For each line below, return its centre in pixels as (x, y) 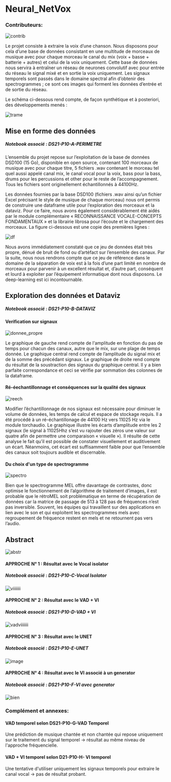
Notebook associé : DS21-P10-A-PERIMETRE (54, 144)
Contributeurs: (24, 25)
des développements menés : (36, 105)
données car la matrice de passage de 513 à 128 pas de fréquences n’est (82, 502)
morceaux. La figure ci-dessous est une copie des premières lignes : (77, 227)
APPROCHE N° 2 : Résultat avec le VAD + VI (52, 600)
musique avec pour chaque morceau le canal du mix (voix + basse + (77, 57)
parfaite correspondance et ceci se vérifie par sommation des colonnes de (84, 370)
